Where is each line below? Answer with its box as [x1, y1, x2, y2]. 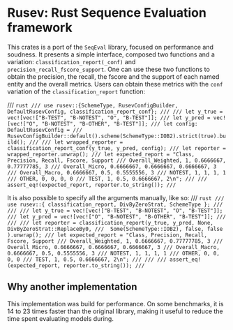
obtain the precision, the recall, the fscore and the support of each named [7, 72, 220, 81]
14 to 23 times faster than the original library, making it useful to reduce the [7, 307, 223, 315]
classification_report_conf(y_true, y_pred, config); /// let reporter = [7, 144, 227, 151]
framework [7, 20, 73, 36]
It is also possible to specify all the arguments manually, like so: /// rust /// [7, 193, 225, 202]
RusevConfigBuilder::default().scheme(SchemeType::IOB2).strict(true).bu [7, 133, 227, 140]
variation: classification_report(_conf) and [7, 57, 136, 66]
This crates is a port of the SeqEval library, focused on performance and [7, 43, 214, 51]
